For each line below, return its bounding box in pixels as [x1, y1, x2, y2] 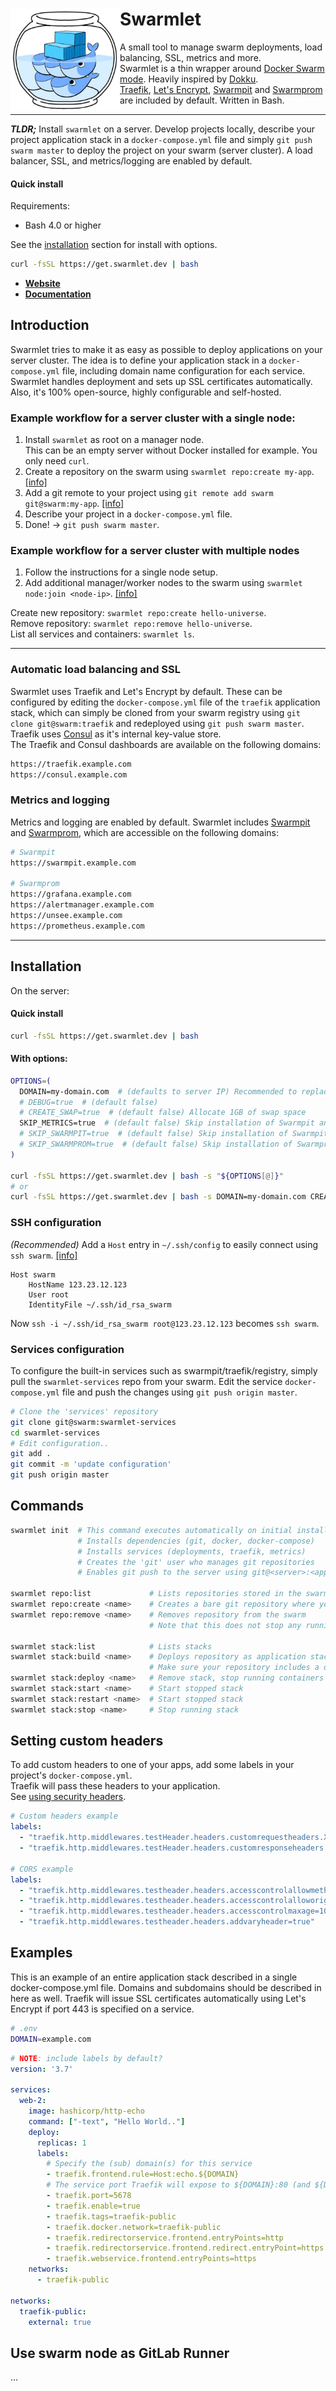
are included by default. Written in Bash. [119, 94, 285, 106]
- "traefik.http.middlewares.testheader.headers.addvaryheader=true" [19, 1917, 315, 1927]
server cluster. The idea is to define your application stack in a [10, 354, 267, 366]
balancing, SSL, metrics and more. [119, 51, 262, 63]
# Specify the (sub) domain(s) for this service [46, 2159, 253, 2169]
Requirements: [10, 200, 70, 212]
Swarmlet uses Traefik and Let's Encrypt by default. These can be [10, 685, 283, 697]
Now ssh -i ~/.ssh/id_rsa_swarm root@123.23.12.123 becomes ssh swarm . [10, 1317, 320, 1329]
